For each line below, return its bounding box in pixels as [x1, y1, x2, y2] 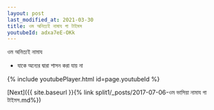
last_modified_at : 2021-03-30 [7, 16, 94, 23]
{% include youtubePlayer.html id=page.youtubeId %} [7, 75, 160, 83]
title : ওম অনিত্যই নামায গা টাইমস [7, 23, 83, 29]
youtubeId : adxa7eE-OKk [7, 29, 76, 36]
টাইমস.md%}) [7, 96, 41, 105]
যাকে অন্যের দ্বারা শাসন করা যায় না [17, 61, 83, 70]
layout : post [7, 10, 45, 17]
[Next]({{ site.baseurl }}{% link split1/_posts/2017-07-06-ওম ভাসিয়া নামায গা [7, 88, 207, 96]
